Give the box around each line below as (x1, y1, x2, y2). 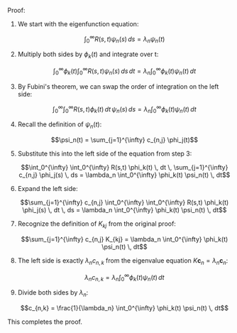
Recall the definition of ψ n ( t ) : (17, 120, 102, 130)
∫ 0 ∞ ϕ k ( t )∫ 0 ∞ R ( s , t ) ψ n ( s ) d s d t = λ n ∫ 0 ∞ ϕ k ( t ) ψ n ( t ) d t (53, 65, 197, 77)
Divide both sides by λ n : (17, 288, 89, 298)
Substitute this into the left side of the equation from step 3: (17, 149, 192, 158)
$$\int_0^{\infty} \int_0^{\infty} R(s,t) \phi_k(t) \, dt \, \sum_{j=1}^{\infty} (21, 163, 228, 171)
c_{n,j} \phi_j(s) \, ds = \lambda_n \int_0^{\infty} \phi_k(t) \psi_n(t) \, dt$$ (18, 170, 231, 179)
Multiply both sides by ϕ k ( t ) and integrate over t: (17, 50, 159, 60)
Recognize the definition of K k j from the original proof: (17, 219, 176, 229)
